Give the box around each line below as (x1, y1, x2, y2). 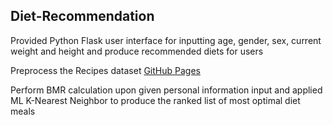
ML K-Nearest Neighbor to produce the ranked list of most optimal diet (10, 94, 301, 106)
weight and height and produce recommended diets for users (10, 45, 264, 57)
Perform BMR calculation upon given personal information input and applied (10, 84, 323, 96)
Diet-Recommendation (10, 8, 155, 25)
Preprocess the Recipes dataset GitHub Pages (10, 64, 201, 76)
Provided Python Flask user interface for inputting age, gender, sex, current (10, 34, 322, 46)
